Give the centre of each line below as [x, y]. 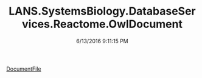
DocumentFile [24, 69]
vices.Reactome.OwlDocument [102, 24]
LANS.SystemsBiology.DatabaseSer [102, 11]
